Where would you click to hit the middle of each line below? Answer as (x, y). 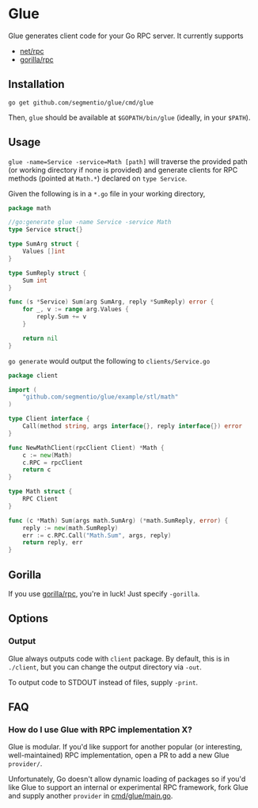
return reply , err (53, 543)
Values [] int (44, 252)
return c (37, 470)
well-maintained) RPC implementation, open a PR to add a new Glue (119, 755)
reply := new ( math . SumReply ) (70, 528)
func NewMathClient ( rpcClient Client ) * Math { (86, 448)
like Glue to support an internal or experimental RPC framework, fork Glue (128, 787)
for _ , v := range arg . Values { (76, 310)
